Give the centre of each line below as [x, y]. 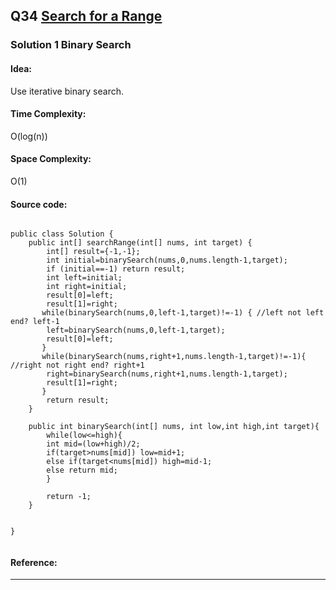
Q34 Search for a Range [86, 16]
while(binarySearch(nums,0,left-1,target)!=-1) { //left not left [183, 313]
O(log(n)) [29, 136]
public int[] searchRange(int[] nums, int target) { [140, 243]
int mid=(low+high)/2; [93, 444]
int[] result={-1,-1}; [93, 252]
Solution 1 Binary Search [71, 45]
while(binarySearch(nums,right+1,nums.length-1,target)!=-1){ [174, 357]
